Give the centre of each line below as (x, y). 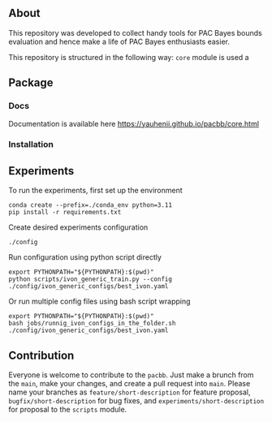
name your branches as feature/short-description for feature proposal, (130, 392)
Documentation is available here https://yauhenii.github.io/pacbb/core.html (134, 123)
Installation (31, 144)
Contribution (41, 355)
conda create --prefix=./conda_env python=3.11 (91, 205)
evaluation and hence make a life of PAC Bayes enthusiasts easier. (119, 41)
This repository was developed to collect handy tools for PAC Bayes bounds (135, 32)
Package (31, 83)
